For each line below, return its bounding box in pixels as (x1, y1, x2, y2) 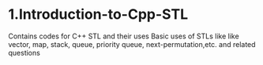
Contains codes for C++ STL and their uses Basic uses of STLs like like (8, 31, 239, 41)
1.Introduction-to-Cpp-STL (8, 5, 188, 23)
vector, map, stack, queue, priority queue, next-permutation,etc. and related (8, 39, 256, 49)
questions (8, 48, 41, 57)
